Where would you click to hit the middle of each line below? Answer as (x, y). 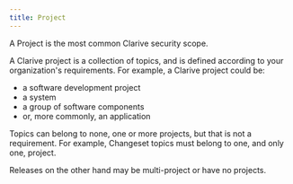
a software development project (81, 87)
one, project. (33, 153)
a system (39, 97)
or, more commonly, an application (86, 116)
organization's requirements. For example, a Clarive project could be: (137, 70)
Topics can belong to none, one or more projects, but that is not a (130, 133)
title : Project (38, 18)
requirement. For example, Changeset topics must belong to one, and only (147, 143)
